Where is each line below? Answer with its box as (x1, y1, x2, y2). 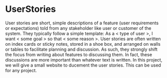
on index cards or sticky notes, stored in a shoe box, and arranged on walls (5, 41, 160, 47)
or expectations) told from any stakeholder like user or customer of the (5, 25, 151, 31)
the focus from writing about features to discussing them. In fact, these (5, 51, 152, 58)
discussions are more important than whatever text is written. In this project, (5, 57, 162, 63)
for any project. (5, 67, 37, 73)
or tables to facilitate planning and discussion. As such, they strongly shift (5, 46, 158, 52)
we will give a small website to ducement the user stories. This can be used (5, 62, 161, 68)
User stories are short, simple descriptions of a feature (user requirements (5, 20, 159, 26)
